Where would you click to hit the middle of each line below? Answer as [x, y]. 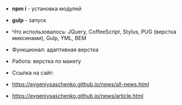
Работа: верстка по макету [46, 61]
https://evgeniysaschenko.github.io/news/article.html [78, 96]
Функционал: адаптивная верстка [55, 50]
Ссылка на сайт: [33, 73]
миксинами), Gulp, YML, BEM [49, 38]
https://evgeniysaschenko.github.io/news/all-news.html [81, 84]
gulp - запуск [29, 20]
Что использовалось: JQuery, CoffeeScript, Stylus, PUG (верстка [94, 32]
